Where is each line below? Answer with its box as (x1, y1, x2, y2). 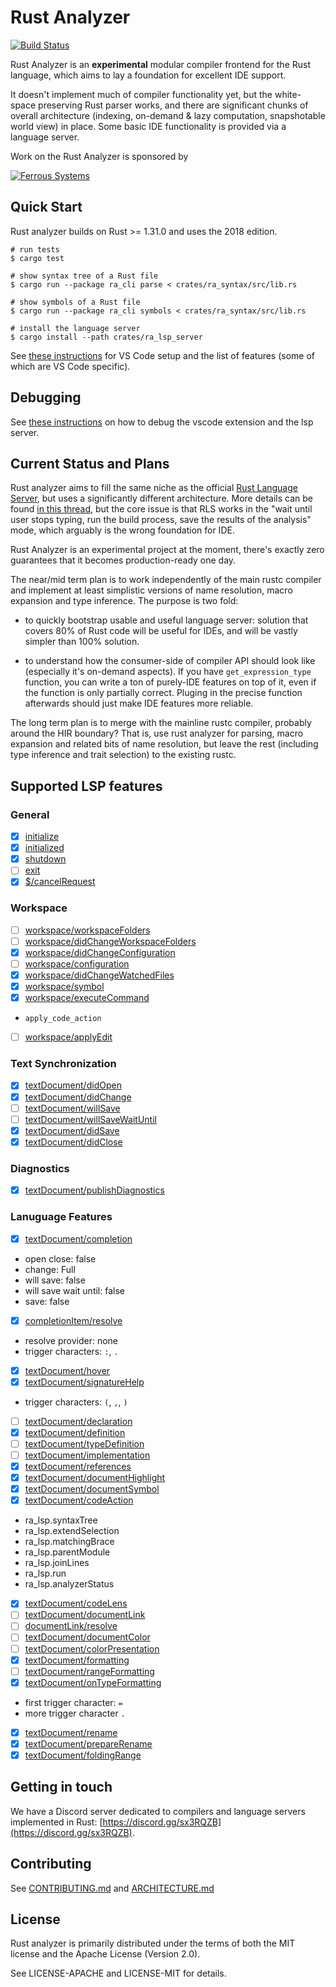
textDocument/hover (24, 1364, 111, 1376)
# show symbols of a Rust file (10, 297, 141, 307)
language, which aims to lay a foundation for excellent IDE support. (10, 69, 287, 81)
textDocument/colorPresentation (24, 1642, 160, 1655)
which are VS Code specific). (10, 360, 131, 372)
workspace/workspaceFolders (24, 924, 151, 936)
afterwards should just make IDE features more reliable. (24, 697, 254, 710)
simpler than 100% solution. (24, 636, 140, 648)
